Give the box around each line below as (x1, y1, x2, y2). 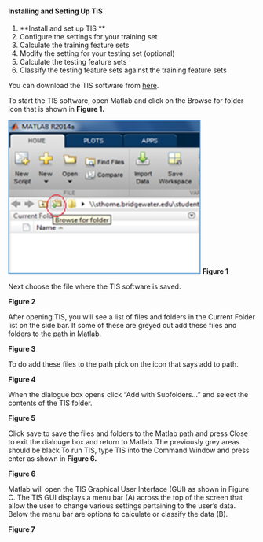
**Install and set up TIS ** (19, 24, 106, 33)
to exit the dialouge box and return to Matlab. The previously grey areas (8, 437, 240, 447)
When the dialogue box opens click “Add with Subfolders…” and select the (8, 390, 249, 400)
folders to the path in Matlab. (8, 329, 102, 338)
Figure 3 (8, 345, 36, 354)
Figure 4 (8, 374, 37, 385)
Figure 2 (8, 297, 36, 307)
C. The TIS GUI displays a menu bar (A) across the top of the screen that (8, 492, 243, 503)
